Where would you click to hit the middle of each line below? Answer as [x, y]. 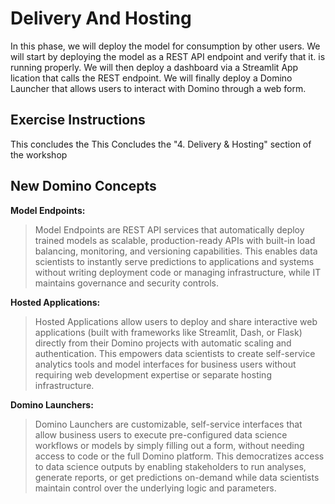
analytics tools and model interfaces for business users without [165, 364]
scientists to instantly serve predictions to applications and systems [174, 261]
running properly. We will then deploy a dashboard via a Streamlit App [154, 67]
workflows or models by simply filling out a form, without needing [169, 445]
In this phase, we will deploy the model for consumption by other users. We [165, 46]
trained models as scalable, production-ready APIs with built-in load [175, 240]
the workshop [39, 154]
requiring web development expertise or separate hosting [153, 374]
